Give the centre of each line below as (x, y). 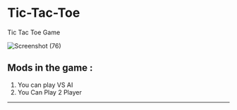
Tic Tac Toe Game (34, 32)
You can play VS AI (45, 85)
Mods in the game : (50, 68)
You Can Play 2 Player (50, 92)
